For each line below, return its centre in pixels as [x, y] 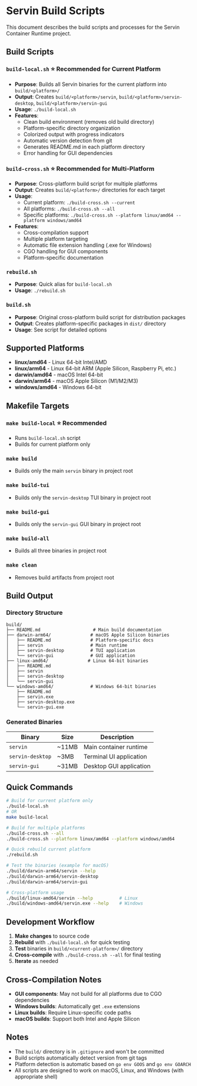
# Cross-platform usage [35, 893]
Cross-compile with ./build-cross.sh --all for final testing [88, 955]
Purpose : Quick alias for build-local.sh [63, 284]
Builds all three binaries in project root [61, 551]
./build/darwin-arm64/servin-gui [47, 882]
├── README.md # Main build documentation [84, 630]
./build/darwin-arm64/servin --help [51, 871]
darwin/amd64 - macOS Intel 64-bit [59, 375]
